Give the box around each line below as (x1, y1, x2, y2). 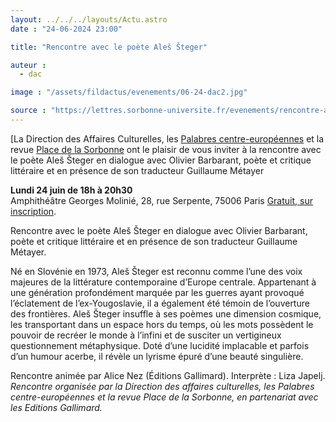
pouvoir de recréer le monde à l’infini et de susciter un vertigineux (10, 329, 282, 341)
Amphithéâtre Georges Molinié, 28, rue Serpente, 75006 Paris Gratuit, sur (10, 194, 313, 206)
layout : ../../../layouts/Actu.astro (10, 14, 168, 25)
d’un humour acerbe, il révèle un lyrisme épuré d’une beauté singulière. (10, 350, 304, 362)
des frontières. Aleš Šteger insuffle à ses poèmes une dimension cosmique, (10, 307, 322, 320)
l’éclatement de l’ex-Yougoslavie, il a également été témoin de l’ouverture (10, 297, 310, 309)
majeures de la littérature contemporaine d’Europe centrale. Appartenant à (10, 276, 317, 288)
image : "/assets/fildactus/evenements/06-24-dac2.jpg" (10, 87, 248, 98)
